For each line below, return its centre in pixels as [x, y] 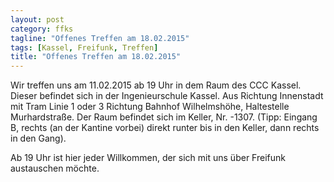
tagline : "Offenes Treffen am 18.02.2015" [100, 38]
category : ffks [42, 29]
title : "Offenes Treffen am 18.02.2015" [96, 57]
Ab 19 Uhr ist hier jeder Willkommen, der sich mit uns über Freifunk [148, 158]
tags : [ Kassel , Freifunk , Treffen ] [84, 47]
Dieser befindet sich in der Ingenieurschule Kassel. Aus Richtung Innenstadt [167, 96]
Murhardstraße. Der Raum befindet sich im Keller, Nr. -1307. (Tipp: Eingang [164, 117]
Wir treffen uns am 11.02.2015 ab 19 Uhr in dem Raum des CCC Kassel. [156, 85]
